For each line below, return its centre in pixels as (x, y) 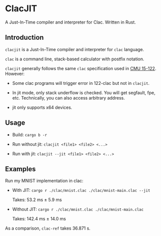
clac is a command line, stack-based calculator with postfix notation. (75, 59)
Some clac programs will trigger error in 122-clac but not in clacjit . (81, 83)
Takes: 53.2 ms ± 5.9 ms (37, 200)
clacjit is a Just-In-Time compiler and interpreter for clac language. (75, 49)
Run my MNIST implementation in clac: (44, 181)
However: (15, 74)
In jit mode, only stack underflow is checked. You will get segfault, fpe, (84, 92)
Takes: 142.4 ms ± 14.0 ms (39, 219)
